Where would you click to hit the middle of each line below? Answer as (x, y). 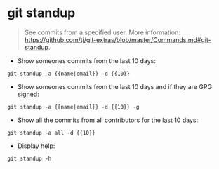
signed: (28, 94)
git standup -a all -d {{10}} (52, 133)
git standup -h (29, 158)
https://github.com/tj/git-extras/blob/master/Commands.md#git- (118, 39)
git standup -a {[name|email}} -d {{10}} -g (73, 107)
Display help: (36, 146)
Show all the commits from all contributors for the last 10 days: (108, 120)
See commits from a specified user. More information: (102, 32)
